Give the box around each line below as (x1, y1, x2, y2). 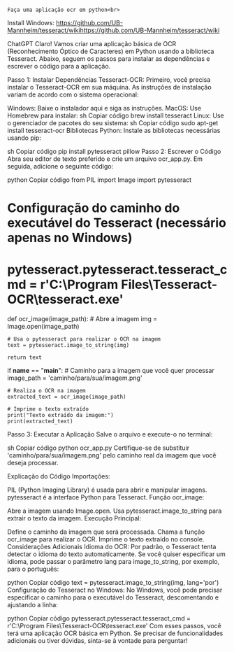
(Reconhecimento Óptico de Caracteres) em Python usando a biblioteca (7, 47, 214, 55)
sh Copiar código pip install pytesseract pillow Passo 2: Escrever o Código (7, 148, 221, 155)
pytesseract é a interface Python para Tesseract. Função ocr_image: (7, 493, 205, 502)
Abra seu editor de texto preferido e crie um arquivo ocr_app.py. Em (7, 155, 203, 163)
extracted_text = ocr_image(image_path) (7, 393, 127, 401)
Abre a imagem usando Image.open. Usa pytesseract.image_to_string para (7, 506, 222, 515)
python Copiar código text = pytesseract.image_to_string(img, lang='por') (7, 579, 219, 587)
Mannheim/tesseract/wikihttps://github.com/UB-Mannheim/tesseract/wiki (7, 26, 220, 34)
